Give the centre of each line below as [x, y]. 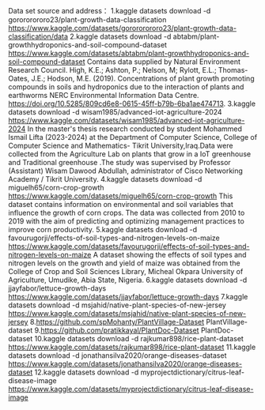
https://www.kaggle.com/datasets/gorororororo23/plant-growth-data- [123, 28]
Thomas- [233, 70]
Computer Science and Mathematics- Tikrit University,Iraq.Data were [121, 145]
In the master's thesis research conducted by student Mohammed [135, 129]
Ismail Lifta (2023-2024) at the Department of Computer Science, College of [133, 137]
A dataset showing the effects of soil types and [170, 255]
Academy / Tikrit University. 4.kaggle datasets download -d [105, 179]
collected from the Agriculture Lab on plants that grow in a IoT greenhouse [130, 154]
